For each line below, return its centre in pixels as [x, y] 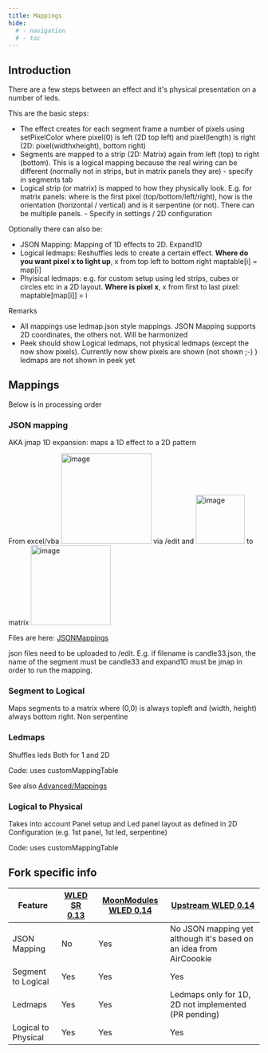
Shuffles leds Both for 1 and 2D [59, 755]
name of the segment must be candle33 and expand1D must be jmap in [126, 662]
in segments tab [46, 179]
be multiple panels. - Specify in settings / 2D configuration [116, 214]
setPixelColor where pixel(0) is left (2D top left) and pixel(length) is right [138, 137]
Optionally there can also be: [55, 229]
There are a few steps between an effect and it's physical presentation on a [132, 89]
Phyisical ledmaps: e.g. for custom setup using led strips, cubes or [129, 278]
